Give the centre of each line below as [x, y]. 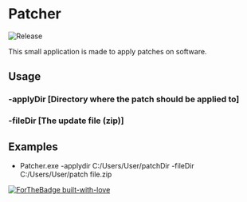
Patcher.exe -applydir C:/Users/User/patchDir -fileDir [107, 165]
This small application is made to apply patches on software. [108, 51]
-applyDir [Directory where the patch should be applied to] [124, 99]
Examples [33, 147]
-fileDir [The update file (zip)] [66, 121]
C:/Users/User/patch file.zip [66, 174]
